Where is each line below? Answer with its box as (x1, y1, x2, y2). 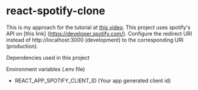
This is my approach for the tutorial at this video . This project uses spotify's (6, 24, 191, 31)
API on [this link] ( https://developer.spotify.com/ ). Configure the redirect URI (6, 30, 193, 37)
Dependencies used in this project (6, 54, 90, 61)
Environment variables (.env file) (6, 65, 85, 72)
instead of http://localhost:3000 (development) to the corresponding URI (6, 36, 184, 43)
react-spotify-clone (6, 4, 106, 18)
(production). (6, 43, 39, 50)
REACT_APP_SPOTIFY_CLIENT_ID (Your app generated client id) (14, 77, 171, 84)
